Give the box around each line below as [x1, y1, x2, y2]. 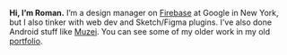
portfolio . [9, 35, 43, 46]
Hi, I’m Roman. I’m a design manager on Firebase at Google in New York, [9, 8, 279, 18]
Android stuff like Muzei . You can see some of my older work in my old [9, 27, 271, 36]
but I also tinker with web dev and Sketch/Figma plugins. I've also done [9, 17, 272, 27]
